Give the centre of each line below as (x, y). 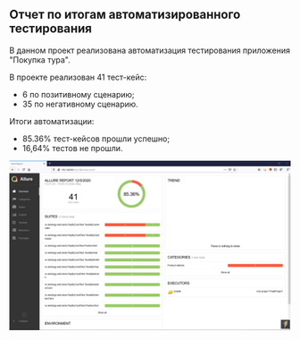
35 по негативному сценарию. (80, 104)
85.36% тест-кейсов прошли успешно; (96, 139)
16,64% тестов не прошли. (72, 148)
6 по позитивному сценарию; (79, 94)
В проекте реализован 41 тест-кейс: (78, 77)
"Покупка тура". (40, 59)
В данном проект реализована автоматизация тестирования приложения (150, 50)
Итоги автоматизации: (52, 121)
